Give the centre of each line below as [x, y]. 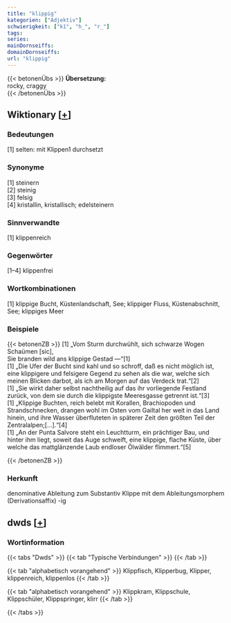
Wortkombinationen [41, 289]
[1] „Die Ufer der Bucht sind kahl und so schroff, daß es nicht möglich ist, [111, 366]
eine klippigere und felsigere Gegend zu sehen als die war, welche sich [108, 373]
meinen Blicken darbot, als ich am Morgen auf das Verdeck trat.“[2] [103, 381]
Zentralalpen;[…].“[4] [37, 425]
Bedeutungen [30, 134]
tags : [15, 33]
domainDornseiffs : [34, 53]
